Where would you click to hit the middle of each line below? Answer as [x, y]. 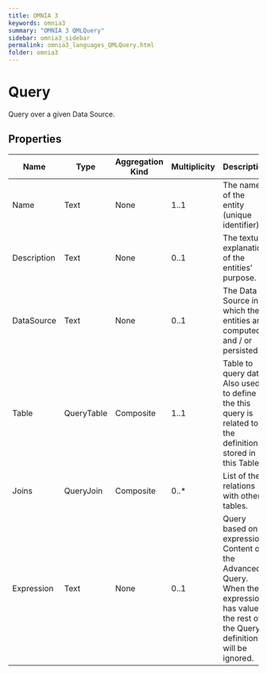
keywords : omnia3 [37, 23]
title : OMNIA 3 [33, 16]
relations [239, 485]
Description [34, 257]
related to [241, 423]
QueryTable [86, 413]
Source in [241, 300]
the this [237, 403]
